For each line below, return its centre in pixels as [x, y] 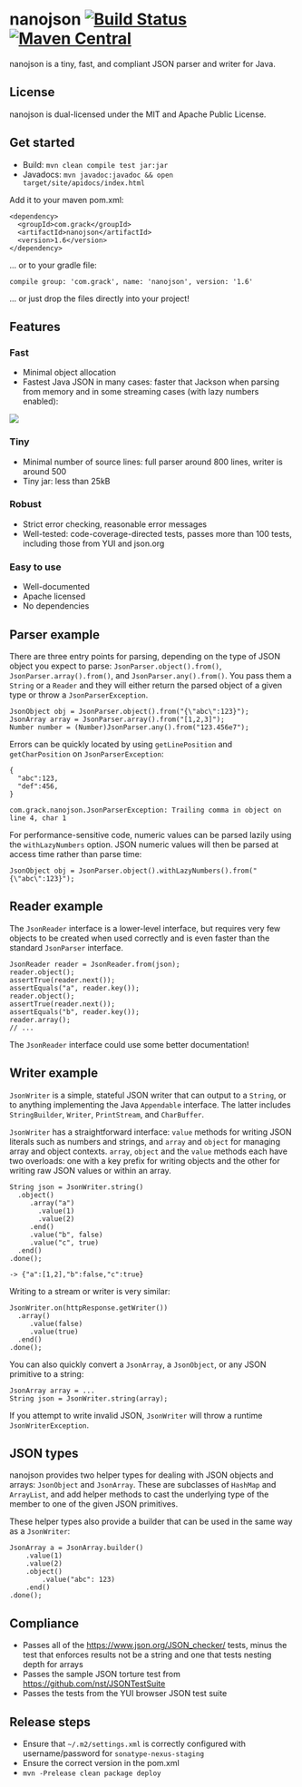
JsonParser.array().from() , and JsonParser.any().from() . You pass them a [151, 675]
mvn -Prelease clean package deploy [92, 1773]
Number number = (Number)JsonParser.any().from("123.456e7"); [129, 727]
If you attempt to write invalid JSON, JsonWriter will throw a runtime [136, 1415]
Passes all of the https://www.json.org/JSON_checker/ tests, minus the [155, 1645]
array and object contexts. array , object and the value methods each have [149, 1151]
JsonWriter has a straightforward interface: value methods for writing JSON [151, 1132]
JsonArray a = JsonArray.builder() [77, 1548]
